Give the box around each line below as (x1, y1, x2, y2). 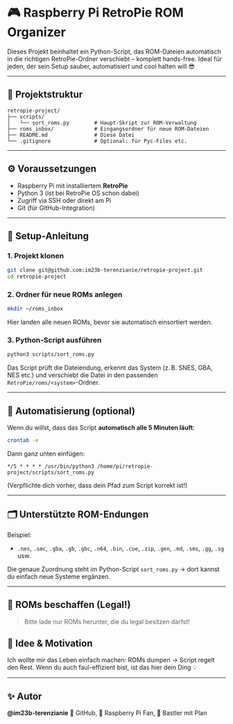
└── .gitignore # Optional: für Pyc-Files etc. (7, 138, 188, 145)
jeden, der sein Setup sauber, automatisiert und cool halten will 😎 (7, 62, 196, 70)
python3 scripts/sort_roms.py (7, 351, 95, 358)
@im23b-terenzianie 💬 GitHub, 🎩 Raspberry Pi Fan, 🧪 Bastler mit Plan (7, 709, 207, 717)
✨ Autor (7, 690, 42, 702)
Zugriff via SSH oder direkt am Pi (17, 196, 112, 204)
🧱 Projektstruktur (7, 89, 83, 101)
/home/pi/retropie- (96, 463, 154, 470)
